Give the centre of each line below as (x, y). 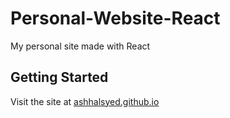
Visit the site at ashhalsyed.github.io (85, 101)
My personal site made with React (80, 46)
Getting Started (59, 77)
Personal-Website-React (115, 18)
